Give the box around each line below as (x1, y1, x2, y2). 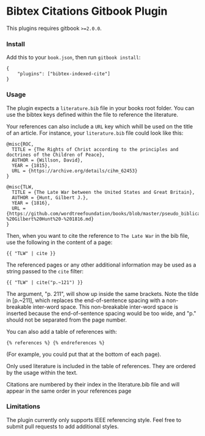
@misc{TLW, (6, 183, 34, 190)
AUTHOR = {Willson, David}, (12, 157, 84, 163)
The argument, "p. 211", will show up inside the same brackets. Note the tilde (6, 290, 199, 297)
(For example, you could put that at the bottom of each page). (6, 350, 162, 358)
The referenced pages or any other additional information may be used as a (6, 261, 196, 268)
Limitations (6, 402, 41, 411)
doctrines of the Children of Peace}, (6, 152, 105, 158)
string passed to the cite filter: (6, 267, 84, 275)
